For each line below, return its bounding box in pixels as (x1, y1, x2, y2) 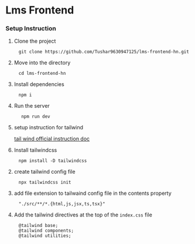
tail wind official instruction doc (13, 135, 90, 142)
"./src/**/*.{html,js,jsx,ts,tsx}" (18, 201, 106, 207)
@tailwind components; (18, 228, 74, 234)
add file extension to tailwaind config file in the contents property (13, 190, 172, 197)
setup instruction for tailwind (13, 124, 83, 131)
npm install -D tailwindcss (18, 158, 87, 164)
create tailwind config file (13, 168, 76, 176)
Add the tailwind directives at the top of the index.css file (13, 211, 153, 218)
